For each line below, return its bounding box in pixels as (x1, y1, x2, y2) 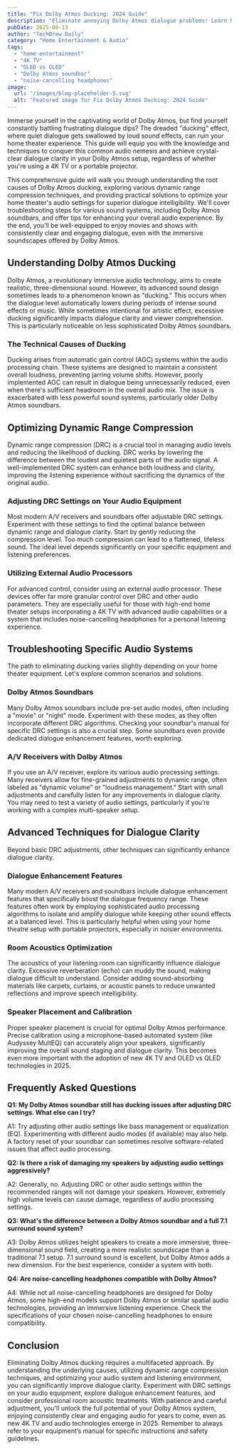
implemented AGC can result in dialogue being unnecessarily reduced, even (7, 378, 230, 387)
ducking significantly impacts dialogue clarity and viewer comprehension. (7, 313, 223, 322)
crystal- (196, 147, 219, 155)
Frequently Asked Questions (7, 1082, 137, 1094)
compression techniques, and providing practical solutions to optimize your (7, 191, 228, 199)
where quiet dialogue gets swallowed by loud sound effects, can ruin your (7, 131, 224, 140)
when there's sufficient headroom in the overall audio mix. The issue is (7, 386, 215, 395)
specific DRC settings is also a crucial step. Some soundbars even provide (7, 726, 225, 735)
